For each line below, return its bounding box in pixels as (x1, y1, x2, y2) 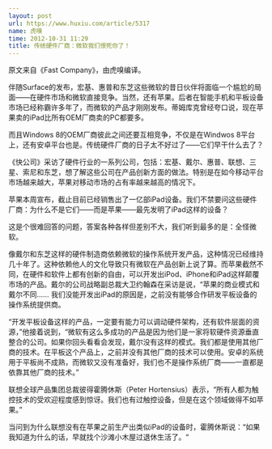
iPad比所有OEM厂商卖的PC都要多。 (29, 112, 148, 122)
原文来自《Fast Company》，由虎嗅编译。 (8, 66, 146, 75)
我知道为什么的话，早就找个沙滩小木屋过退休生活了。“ (8, 432, 189, 442)
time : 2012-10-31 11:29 (8, 34, 89, 43)
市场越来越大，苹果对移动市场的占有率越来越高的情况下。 (8, 177, 200, 187)
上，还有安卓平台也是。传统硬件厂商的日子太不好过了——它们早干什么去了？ (8, 140, 264, 150)
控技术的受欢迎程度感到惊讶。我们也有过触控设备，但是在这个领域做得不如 (8, 395, 257, 405)
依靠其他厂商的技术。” (8, 367, 79, 377)
